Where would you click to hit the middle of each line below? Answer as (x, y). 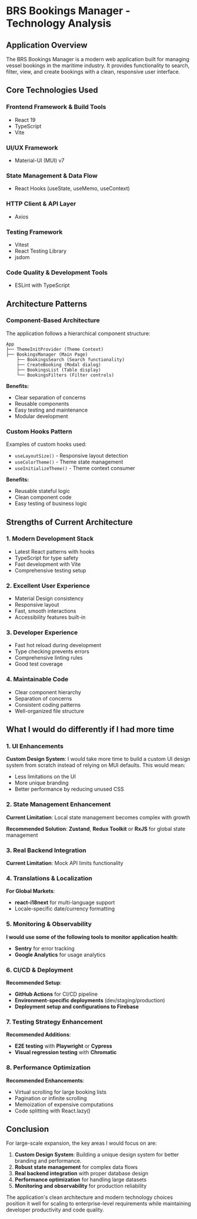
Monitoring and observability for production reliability (81, 1186)
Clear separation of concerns (50, 397)
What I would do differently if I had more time (90, 729)
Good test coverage (39, 664)
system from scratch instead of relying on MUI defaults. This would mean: (96, 765)
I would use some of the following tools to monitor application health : (92, 937)
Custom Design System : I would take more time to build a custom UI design (98, 759)
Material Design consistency (49, 598)
